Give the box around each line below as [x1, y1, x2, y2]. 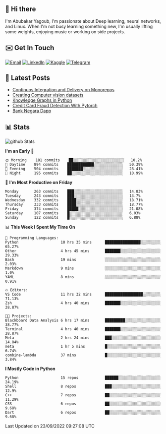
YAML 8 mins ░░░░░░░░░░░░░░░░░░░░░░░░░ [5, 275, 161, 280]
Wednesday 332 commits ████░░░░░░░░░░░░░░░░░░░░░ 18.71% [5, 198, 143, 203]
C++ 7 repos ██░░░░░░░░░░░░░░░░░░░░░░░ [5, 393, 161, 398]
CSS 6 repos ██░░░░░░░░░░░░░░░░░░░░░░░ [5, 401, 161, 407]
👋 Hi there [5, 5, 36, 13]
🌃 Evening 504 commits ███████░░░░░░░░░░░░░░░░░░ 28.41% [5, 167, 143, 172]
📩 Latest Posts [5, 74, 51, 82]
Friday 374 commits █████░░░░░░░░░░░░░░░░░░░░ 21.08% [5, 206, 143, 211]
